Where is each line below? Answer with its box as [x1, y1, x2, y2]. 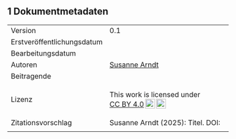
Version [11, 25, 37, 35]
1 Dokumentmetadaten [7, 6, 109, 18]
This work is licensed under [109, 89, 201, 99]
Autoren [11, 60, 37, 69]
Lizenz [11, 94, 33, 104]
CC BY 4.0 [109, 99, 145, 109]
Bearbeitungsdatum [11, 48, 77, 58]
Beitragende [11, 71, 51, 81]
